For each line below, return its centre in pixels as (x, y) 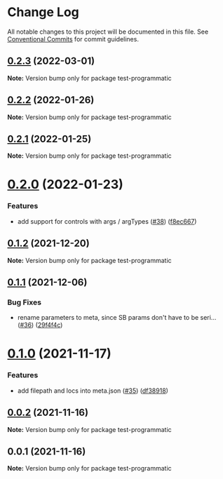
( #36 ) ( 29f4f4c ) (40, 325)
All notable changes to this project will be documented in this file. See (108, 32)
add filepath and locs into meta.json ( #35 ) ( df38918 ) (93, 391)
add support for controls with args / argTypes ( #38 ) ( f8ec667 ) (107, 221)
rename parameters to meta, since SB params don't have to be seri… (117, 318)
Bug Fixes (25, 302)
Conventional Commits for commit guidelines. (73, 39)
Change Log (43, 12)
